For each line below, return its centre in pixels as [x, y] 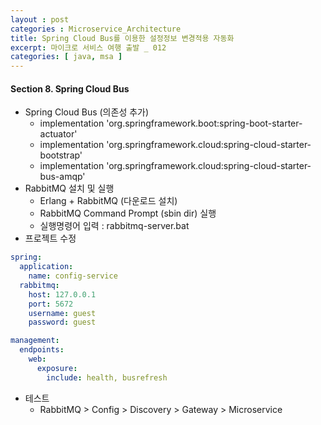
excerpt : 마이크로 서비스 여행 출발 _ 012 [88, 47]
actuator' [58, 134]
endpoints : [42, 350]
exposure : [57, 368]
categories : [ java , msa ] [66, 57]
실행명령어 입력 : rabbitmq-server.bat [114, 226]
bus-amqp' [62, 177]
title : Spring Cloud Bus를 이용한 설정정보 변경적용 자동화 [122, 38]
